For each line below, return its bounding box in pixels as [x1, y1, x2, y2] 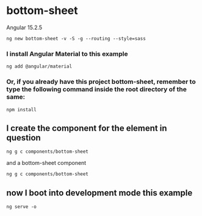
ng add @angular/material [6, 63, 72, 70]
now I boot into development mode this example [6, 187, 193, 198]
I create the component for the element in [6, 123, 167, 133]
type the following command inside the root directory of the [6, 85, 187, 94]
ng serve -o [6, 204, 37, 210]
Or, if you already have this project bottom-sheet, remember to [6, 77, 197, 86]
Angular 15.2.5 [6, 24, 43, 31]
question [6, 132, 41, 143]
